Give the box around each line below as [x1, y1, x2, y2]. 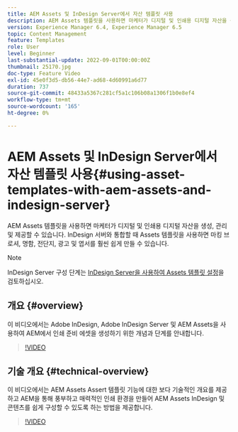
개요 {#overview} [7, 300, 84, 312]
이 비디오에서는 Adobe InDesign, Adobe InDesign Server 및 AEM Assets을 [7, 320, 219, 328]
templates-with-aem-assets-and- [7, 182, 212, 198]
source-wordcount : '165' [7, 103, 81, 110]
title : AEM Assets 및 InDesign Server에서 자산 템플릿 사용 [7, 10, 174, 18]
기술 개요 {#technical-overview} [7, 365, 149, 377]
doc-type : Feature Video [7, 70, 81, 77]
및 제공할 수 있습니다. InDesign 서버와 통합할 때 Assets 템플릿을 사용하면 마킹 [7, 230, 222, 239]
